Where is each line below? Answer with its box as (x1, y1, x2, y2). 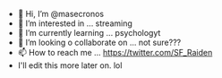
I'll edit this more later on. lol (17, 60, 123, 71)
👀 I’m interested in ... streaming (17, 18, 132, 29)
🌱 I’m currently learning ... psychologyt (17, 28, 161, 38)
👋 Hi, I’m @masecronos (17, 9, 105, 19)
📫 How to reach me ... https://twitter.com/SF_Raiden (17, 48, 213, 57)
